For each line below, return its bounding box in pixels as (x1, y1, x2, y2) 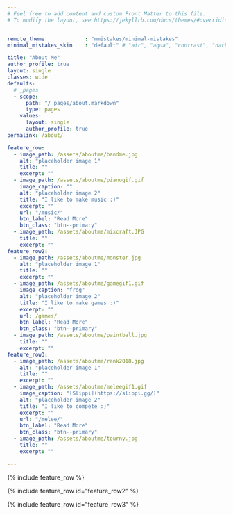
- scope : (13, 93, 39, 100)
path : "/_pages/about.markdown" (25, 99, 119, 106)
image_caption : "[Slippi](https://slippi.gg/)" (19, 390, 159, 397)
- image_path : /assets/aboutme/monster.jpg (13, 254, 141, 261)
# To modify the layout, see (7, 17, 92, 24)
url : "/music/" (19, 209, 64, 216)
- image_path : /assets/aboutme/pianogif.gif (13, 177, 144, 184)
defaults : (7, 80, 36, 87)
